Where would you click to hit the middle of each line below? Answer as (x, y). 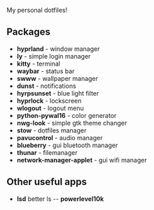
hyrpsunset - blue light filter (58, 93)
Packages (28, 32)
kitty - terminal (38, 63)
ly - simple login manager (54, 56)
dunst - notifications (46, 86)
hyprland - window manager (58, 49)
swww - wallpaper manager (57, 78)
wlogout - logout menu (50, 108)
